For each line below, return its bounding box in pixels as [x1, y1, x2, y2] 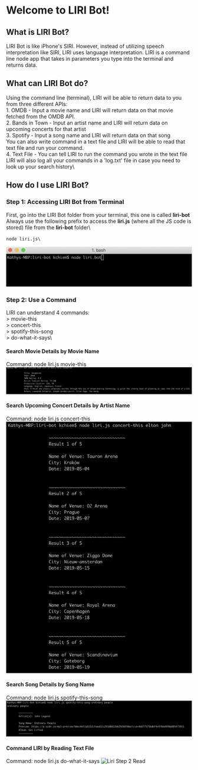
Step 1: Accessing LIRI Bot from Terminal [6, 198, 124, 206]
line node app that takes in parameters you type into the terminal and [6, 55, 174, 62]
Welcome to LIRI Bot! [6, 4, 110, 17]
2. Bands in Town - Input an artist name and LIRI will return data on [6, 119, 168, 126]
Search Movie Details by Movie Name [6, 347, 100, 354]
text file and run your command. [6, 144, 84, 151]
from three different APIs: [6, 100, 68, 107]
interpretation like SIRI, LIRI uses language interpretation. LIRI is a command [6, 49, 190, 56]
